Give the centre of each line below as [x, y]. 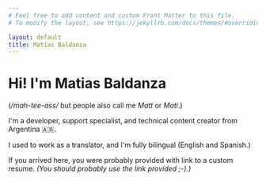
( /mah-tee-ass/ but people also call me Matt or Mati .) [96, 106]
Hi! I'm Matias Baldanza [87, 83]
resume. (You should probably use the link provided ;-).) [100, 169]
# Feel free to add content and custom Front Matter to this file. [122, 15]
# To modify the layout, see [56, 23]
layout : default [35, 37]
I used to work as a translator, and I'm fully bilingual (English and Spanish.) [129, 145]
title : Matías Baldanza [47, 44]
